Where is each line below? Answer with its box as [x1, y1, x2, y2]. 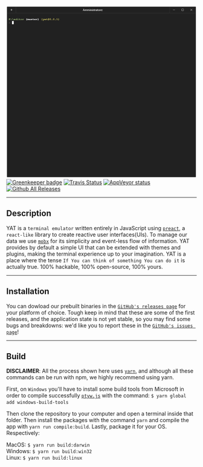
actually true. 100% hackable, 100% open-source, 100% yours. [6, 263, 163, 270]
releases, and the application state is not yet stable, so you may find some [6, 315, 191, 322]
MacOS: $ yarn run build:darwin [6, 441, 90, 448]
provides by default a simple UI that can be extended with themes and [6, 243, 181, 251]
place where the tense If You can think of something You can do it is [6, 256, 185, 263]
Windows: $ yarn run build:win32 [6, 448, 92, 455]
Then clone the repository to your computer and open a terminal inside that [6, 410, 193, 417]
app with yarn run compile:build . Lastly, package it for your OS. [6, 423, 167, 430]
